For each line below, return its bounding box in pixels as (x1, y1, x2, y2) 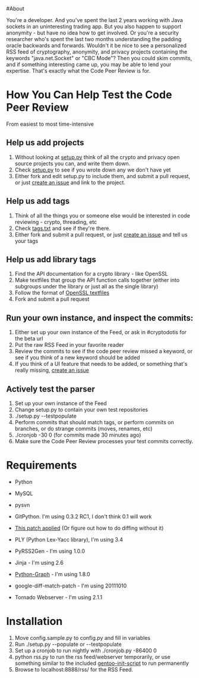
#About (6, 5, 25, 12)
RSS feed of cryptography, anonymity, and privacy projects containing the (6, 48, 188, 55)
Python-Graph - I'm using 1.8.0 (14, 570, 90, 577)
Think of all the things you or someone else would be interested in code (14, 212, 190, 219)
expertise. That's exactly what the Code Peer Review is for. (6, 67, 151, 74)
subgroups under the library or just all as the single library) (14, 283, 159, 290)
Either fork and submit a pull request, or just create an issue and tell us (14, 231, 188, 238)
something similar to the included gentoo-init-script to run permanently (14, 660, 189, 667)
